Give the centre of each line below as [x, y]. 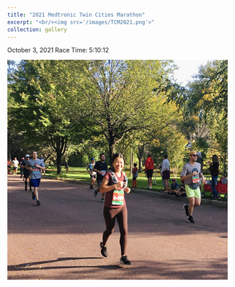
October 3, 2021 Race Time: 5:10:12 [58, 50]
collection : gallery [37, 29]
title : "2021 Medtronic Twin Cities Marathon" [76, 15]
